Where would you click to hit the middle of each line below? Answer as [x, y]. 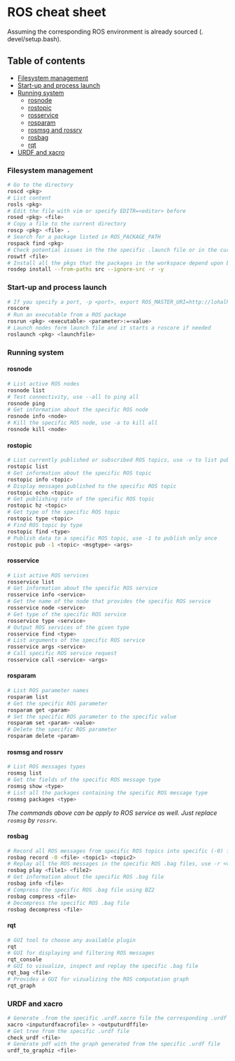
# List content [29, 198]
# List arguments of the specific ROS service [76, 640]
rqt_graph [22, 985]
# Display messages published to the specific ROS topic [92, 486]
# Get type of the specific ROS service [67, 614]
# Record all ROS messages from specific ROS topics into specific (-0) [115, 851]
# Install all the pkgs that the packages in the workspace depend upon [115, 263]
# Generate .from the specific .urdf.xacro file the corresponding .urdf [117, 1018]
